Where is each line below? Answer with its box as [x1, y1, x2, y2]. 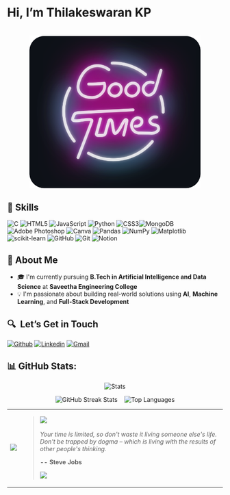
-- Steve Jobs [40, 457, 82, 466]
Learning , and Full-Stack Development [16, 298, 129, 306]
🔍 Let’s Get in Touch [7, 318, 99, 330]
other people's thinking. [40, 444, 107, 453]
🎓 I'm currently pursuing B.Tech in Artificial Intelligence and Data [16, 272, 207, 281]
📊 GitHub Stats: [7, 361, 77, 372]
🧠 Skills [7, 201, 39, 213]
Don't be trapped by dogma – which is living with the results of [40, 437, 216, 446]
